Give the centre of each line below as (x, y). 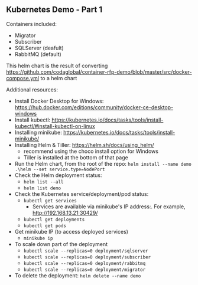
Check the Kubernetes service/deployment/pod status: (82, 194)
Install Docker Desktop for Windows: (59, 101)
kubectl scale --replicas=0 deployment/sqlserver (86, 251)
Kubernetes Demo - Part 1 (54, 10)
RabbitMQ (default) (38, 54)
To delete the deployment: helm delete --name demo (78, 275)
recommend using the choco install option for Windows (91, 151)
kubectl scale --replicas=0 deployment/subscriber (87, 257)
